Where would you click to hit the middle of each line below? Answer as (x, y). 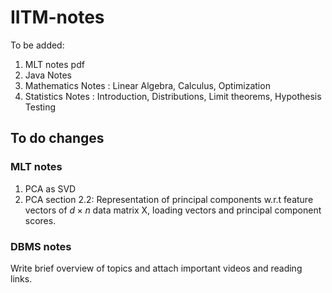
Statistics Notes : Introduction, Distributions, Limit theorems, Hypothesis (173, 96)
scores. (40, 220)
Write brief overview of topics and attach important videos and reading (156, 268)
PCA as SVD (50, 188)
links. (21, 278)
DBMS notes (41, 246)
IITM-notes (57, 17)
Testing (40, 107)
